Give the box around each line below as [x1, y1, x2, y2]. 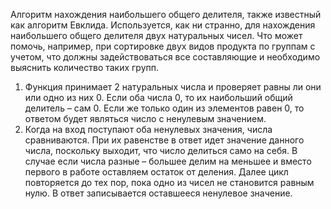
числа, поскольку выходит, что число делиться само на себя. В [24, 145, 298, 156]
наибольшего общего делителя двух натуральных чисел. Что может [10, 30, 303, 41]
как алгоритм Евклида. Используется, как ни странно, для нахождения [10, 19, 316, 31]
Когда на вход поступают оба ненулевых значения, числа [24, 124, 273, 135]
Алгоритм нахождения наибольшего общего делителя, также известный [10, 9, 322, 20]
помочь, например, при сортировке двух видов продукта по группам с [10, 40, 316, 52]
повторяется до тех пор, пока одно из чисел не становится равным [24, 177, 315, 188]
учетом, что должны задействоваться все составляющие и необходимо [10, 51, 321, 63]
